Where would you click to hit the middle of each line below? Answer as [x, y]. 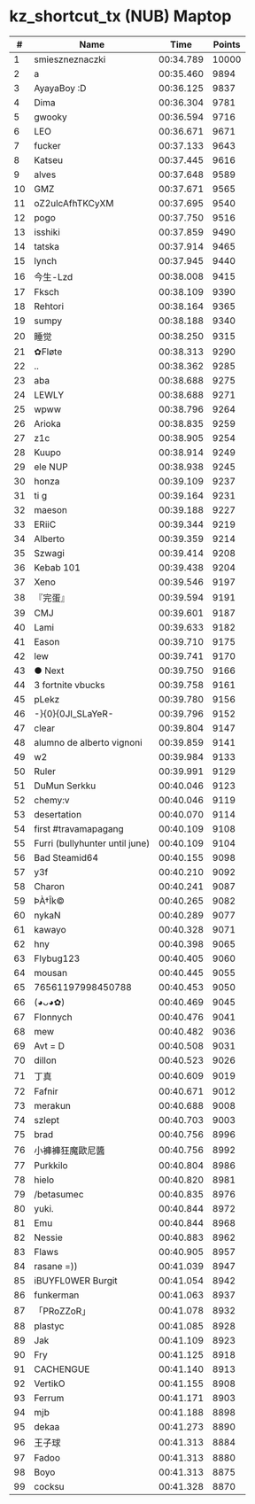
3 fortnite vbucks [70, 685]
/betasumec [59, 1194]
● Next [49, 671]
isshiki [47, 232]
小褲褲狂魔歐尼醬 [70, 1151]
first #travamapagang [79, 828]
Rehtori [49, 306]
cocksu [49, 1486]
